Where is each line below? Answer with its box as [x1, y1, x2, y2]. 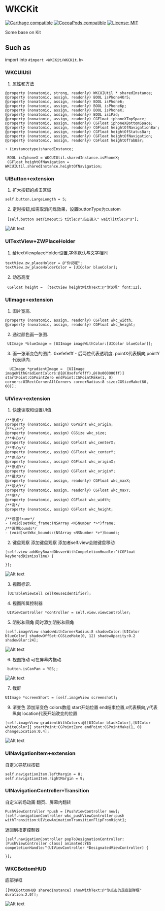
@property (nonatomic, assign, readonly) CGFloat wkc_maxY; [5, 488, 132, 493]
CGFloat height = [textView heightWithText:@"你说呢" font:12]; [7, 285, 142, 290]
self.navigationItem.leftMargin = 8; [5, 772, 83, 776]
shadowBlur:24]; [5, 638, 38, 643]
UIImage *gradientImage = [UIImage [9, 366, 85, 371]
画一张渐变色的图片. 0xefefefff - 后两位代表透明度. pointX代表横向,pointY [12, 350, 160, 356]
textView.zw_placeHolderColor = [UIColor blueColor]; [5, 265, 118, 270]
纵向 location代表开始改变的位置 [12, 710, 78, 716]
